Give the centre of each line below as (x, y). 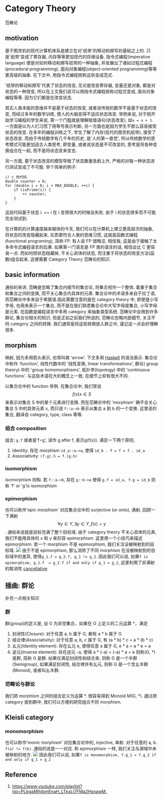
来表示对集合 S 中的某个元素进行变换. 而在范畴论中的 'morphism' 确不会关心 (81, 402)
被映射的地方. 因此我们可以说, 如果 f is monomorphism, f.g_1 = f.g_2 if (81, 755)
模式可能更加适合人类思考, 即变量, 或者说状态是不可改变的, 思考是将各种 (81, 144)
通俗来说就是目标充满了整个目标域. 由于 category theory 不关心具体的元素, (82, 532)
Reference (21, 774)
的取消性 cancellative (26, 569)
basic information (32, 275)
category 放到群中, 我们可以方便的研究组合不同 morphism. (63, 702)
